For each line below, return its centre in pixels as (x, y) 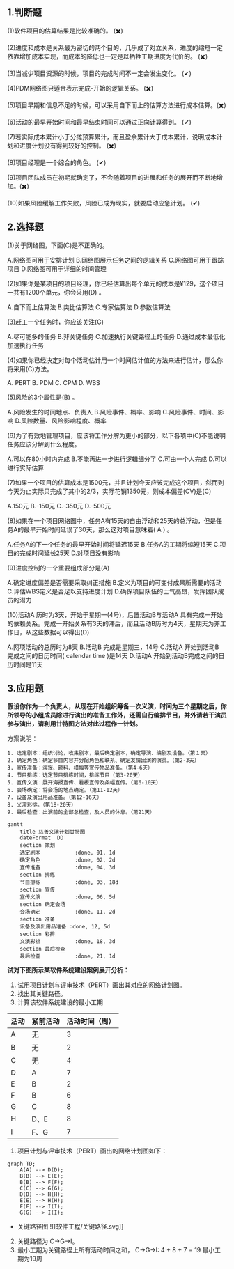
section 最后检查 (43, 949)
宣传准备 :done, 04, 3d (68, 868)
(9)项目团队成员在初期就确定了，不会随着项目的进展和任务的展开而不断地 (112, 177)
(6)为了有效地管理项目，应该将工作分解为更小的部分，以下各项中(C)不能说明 (117, 435)
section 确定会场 (43, 905)
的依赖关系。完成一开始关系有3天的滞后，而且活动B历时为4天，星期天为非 (114, 623)
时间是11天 (28, 664)
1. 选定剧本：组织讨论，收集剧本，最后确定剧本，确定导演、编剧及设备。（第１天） (109, 753)
